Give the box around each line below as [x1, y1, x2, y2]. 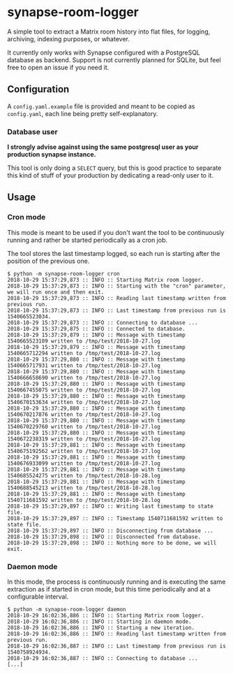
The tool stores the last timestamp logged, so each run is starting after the [7, 249, 220, 257]
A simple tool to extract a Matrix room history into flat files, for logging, [7, 27, 211, 36]
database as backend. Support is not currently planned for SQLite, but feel [7, 55, 221, 64]
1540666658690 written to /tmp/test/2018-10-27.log [7, 374, 160, 381]
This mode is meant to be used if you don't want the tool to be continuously [7, 228, 225, 236]
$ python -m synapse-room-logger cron [7, 270, 120, 277]
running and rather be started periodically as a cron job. [7, 236, 168, 244]
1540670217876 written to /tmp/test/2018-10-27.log [7, 410, 160, 418]
